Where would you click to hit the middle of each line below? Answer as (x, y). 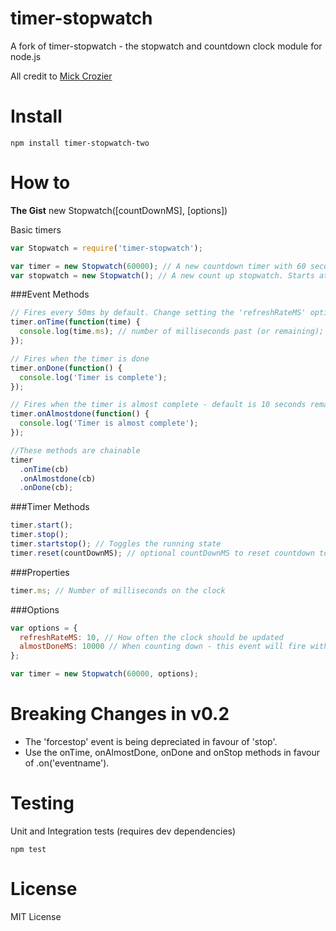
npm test (28, 849)
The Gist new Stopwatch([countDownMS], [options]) (119, 210)
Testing (42, 803)
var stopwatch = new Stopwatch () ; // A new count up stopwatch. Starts (162, 275)
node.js (26, 56)
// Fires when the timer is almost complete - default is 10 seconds (158, 405)
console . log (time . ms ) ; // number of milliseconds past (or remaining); (172, 332)
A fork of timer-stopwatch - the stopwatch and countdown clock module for (166, 46)
